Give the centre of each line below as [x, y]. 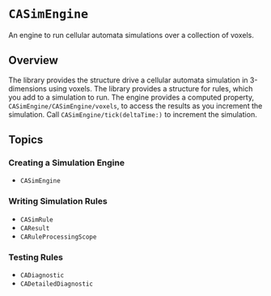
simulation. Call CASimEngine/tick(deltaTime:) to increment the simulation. [133, 114]
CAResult [35, 228]
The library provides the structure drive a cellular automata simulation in [128, 80]
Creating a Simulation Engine [67, 163]
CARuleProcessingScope [58, 237]
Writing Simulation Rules [58, 201]
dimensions [28, 88]
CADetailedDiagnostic [56, 284]
